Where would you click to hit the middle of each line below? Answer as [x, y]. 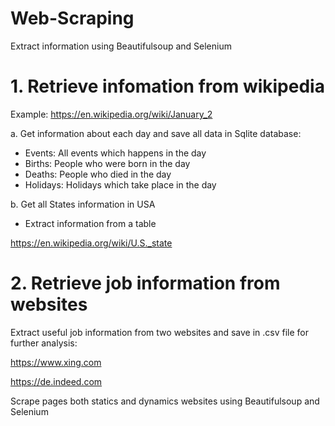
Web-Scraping [72, 18]
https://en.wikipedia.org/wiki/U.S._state [91, 243]
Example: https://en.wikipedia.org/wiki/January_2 [111, 114]
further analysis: [44, 343]
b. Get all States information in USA [83, 204]
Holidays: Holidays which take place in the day [120, 184]
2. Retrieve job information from [145, 283]
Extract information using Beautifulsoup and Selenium [121, 46]
